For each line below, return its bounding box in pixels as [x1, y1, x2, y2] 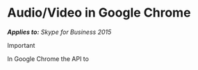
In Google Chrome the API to [7, 54, 89, 63]
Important [7, 41, 35, 49]
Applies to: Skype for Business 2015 [7, 28, 112, 36]
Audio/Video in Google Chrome [7, 5, 191, 21]
